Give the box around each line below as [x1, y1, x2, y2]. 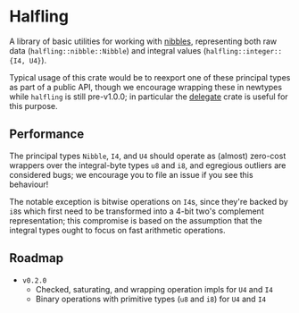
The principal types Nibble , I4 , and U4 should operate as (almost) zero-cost [9, 150, 287, 161]
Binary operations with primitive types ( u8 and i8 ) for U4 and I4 [35, 293, 266, 304]
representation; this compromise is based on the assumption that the [9, 215, 262, 225]
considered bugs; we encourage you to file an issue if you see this [9, 169, 253, 180]
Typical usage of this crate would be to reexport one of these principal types [9, 72, 291, 82]
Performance [9, 127, 85, 142]
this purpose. [9, 100, 58, 111]
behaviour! [9, 179, 49, 190]
